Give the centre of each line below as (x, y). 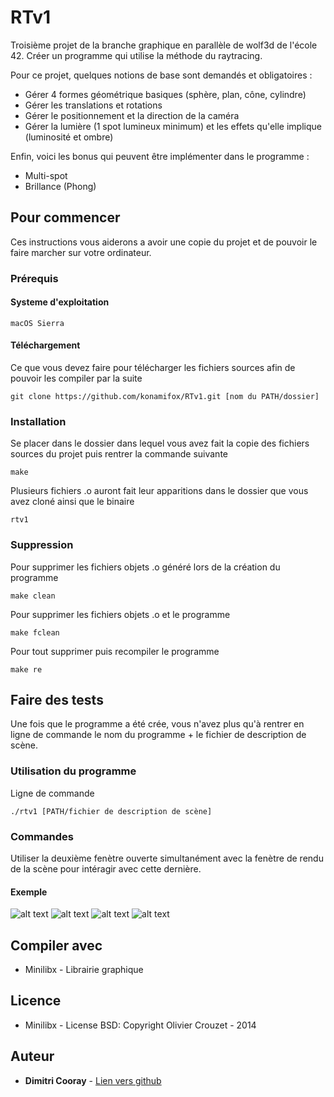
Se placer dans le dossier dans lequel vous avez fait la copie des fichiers (160, 443)
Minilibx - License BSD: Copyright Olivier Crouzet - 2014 (140, 1025)
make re (26, 669)
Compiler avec (56, 945)
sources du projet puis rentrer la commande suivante (119, 454)
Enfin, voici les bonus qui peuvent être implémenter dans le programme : (160, 156)
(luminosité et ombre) (69, 137)
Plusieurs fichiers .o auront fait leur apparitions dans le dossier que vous (159, 491)
